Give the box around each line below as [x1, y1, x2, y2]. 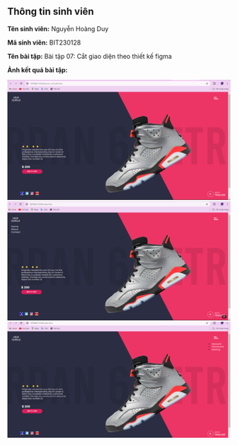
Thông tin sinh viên [7, 6, 94, 18]
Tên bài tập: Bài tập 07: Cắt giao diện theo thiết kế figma [7, 52, 172, 60]
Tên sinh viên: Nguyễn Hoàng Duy [7, 24, 109, 33]
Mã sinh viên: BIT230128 [7, 38, 81, 47]
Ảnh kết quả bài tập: [7, 65, 68, 74]
